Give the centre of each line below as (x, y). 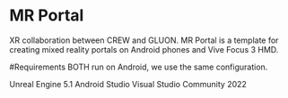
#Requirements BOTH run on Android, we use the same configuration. (139, 67)
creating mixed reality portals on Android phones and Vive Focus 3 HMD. (144, 49)
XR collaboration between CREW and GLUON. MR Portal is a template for (144, 40)
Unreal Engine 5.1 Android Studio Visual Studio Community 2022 (128, 84)
